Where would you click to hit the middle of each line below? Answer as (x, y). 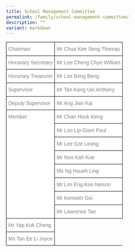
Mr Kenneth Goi (75, 198)
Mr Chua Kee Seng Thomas (88, 49)
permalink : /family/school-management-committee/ (68, 17)
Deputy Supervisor (30, 103)
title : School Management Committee (51, 11)
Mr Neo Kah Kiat (75, 158)
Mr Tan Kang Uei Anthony (86, 90)
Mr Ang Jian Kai (75, 103)
